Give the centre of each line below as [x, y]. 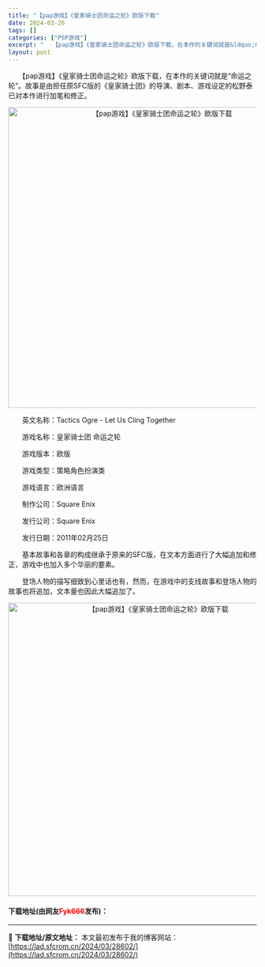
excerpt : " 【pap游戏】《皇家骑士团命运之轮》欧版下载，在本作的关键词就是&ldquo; [131, 45]
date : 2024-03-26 [37, 23]
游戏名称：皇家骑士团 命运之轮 [71, 437]
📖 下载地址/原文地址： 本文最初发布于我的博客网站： [93, 938]
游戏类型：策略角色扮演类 [63, 470]
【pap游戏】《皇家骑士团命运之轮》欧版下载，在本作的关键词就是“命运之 [137, 76]
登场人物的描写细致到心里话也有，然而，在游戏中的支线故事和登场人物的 [139, 581]
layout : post [30, 52]
